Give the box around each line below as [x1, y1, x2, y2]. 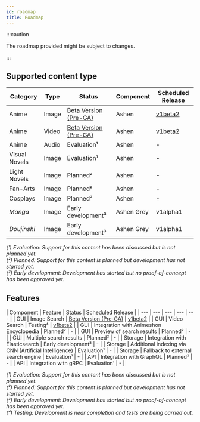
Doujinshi [9, 225, 36, 233]
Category [10, 93, 37, 101]
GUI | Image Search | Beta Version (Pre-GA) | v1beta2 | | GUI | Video [16, 315, 183, 322]
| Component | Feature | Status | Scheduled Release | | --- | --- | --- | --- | [6, 309, 187, 316]
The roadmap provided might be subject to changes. [6, 42, 135, 50]
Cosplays [9, 195, 36, 203]
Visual [9, 150, 27, 159]
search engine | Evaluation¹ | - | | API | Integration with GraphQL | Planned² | [6, 353, 193, 361]
